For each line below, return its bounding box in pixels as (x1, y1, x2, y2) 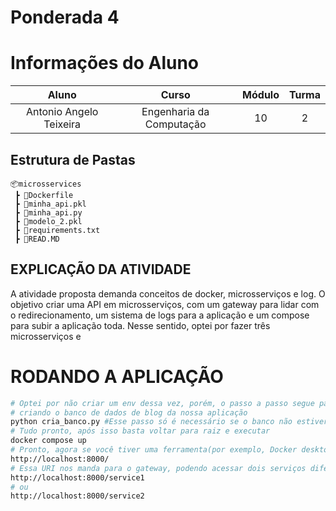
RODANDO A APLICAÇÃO (10, 365, 224, 388)
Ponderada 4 (10, 6, 120, 29)
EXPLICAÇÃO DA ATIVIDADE (10, 261, 192, 278)
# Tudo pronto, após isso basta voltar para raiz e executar (10, 426, 271, 436)
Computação (144, 117, 207, 131)
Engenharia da (141, 105, 210, 119)
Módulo (242, 88, 280, 102)
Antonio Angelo (25, 105, 99, 119)
